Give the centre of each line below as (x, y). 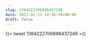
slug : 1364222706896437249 (34, 10)
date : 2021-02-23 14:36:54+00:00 (41, 15)
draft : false (19, 19)
